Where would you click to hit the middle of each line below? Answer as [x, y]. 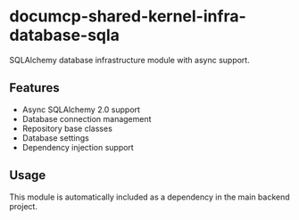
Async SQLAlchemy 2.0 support [81, 110]
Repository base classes [67, 128]
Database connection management [87, 118]
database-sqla [65, 35]
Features [34, 88]
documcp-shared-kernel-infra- [128, 16]
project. [24, 206]
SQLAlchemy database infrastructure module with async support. [129, 60]
